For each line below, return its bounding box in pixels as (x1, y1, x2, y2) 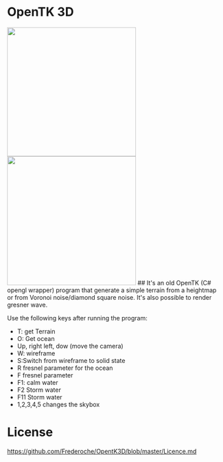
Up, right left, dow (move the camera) (16, 342, 124, 350)
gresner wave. (7, 300, 48, 309)
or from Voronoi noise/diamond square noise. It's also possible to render (7, 293, 212, 301)
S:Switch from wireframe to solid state (16, 356, 126, 364)
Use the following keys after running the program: (7, 313, 148, 322)
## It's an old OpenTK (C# (137, 278, 211, 287)
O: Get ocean (16, 334, 55, 342)
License (7, 424, 54, 440)
